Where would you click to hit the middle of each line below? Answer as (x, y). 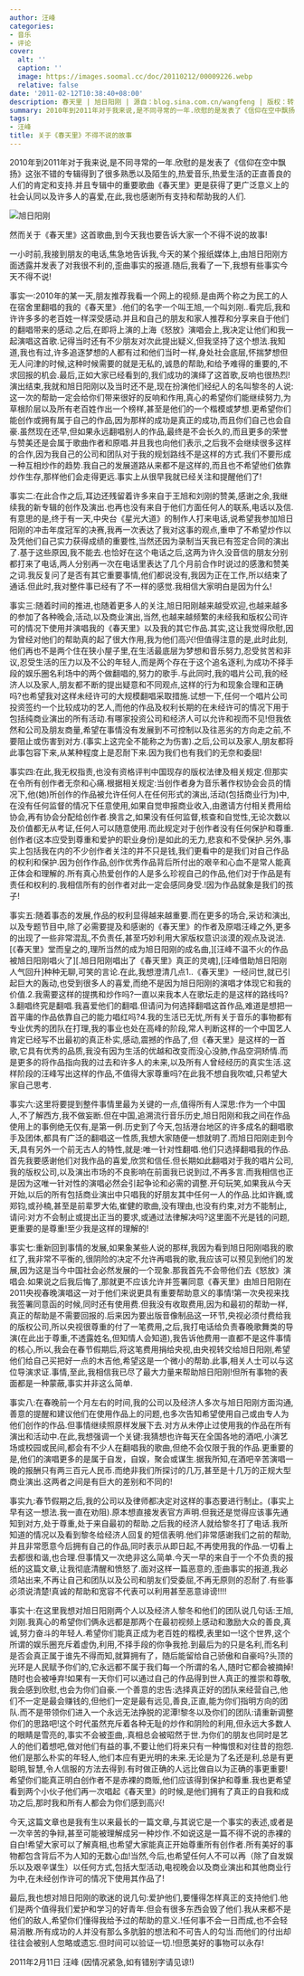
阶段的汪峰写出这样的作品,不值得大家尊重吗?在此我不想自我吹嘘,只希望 (148, 1073)
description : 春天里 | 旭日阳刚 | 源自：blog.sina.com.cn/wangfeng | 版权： (148, 102)
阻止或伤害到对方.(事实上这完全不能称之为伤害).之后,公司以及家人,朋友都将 (155, 741)
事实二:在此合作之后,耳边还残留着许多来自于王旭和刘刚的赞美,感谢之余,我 (145, 496)
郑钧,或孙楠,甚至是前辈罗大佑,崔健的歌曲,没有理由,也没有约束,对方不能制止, (148, 1205)
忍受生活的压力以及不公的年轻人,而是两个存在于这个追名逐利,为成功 (145, 662)
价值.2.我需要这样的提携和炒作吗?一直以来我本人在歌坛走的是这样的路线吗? (149, 994)
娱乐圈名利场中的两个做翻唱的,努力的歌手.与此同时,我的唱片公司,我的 (152, 673)
